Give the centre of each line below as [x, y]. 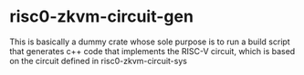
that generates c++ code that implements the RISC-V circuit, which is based [152, 51]
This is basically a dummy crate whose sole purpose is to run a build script [150, 42]
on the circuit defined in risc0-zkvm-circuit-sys [98, 61]
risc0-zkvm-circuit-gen [102, 17]
